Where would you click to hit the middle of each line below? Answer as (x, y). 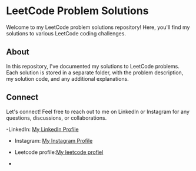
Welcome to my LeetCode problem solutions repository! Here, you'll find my (98, 27)
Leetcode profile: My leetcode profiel (59, 152)
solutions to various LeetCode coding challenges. (66, 33)
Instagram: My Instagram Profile (54, 140)
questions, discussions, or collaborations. (57, 118)
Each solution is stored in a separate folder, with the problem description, (95, 73)
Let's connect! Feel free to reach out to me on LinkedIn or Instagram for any (98, 111)
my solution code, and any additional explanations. (68, 78)
